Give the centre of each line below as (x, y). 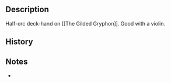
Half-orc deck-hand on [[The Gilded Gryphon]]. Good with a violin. (85, 23)
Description (27, 10)
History (19, 42)
